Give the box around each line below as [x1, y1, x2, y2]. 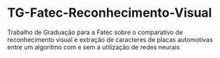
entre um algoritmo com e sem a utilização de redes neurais [7, 43, 180, 51]
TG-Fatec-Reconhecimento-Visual [7, 5, 212, 21]
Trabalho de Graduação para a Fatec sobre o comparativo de [7, 28, 183, 36]
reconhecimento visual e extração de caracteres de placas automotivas [7, 35, 213, 43]
